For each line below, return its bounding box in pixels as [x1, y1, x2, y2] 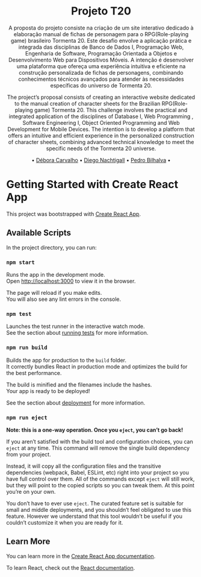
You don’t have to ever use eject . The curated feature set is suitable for [6, 499, 184, 507]
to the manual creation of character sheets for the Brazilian [14, 99, 161, 107]
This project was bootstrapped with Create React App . [6, 210, 141, 218]
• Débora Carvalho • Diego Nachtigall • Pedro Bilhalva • [31, 156, 171, 163]
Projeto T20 [71, 4, 131, 18]
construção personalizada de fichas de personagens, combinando [19, 69, 184, 76]
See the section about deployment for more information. [6, 399, 146, 406]
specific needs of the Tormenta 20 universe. [46, 145, 156, 152]
